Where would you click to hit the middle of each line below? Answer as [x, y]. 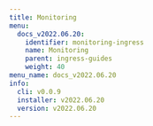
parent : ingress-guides [69, 59]
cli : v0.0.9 [39, 91]
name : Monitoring [57, 51]
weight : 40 [45, 67]
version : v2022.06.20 [57, 108]
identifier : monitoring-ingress [84, 42]
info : [19, 83]
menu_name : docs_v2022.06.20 [63, 75]
